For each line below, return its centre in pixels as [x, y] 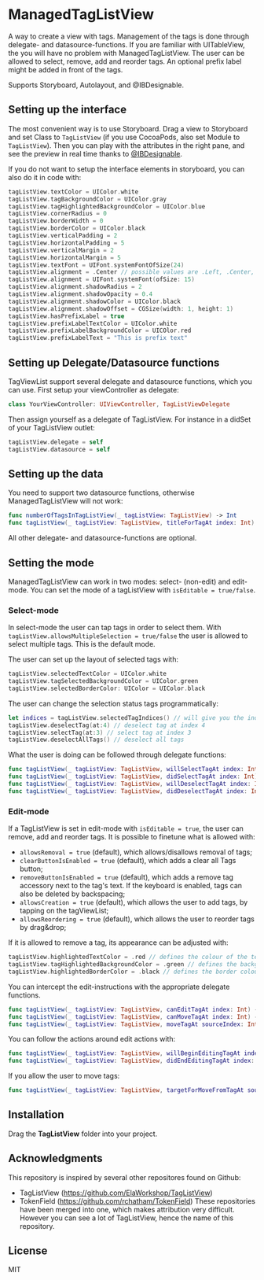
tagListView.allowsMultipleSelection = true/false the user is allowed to [128, 636]
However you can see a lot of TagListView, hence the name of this [126, 1218]
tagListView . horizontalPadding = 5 [66, 243]
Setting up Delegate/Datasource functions [114, 362]
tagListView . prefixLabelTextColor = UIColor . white [93, 323]
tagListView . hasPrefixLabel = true [66, 316]
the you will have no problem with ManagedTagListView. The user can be [126, 53]
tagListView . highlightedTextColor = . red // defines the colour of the [128, 957]
